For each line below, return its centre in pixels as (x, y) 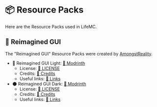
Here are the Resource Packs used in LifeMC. (51, 27)
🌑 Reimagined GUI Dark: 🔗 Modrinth (49, 84)
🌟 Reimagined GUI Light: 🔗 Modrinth (49, 63)
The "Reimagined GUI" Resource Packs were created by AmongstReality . (79, 53)
